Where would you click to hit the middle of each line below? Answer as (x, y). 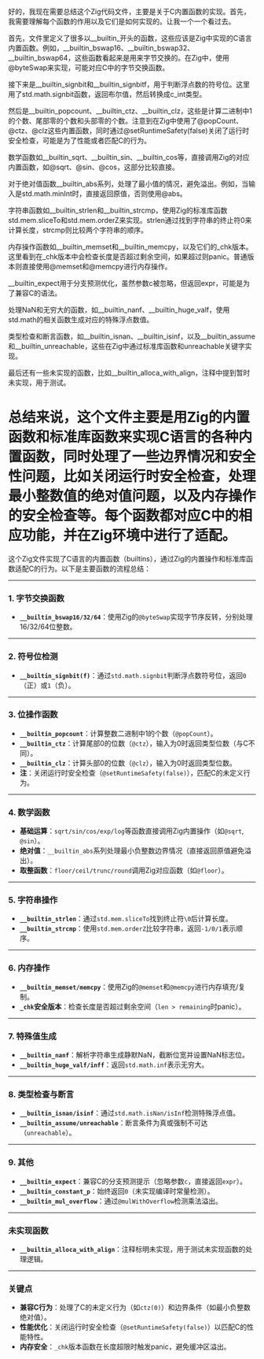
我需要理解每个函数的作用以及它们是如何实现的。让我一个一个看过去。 (122, 21)
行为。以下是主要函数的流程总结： (96, 568)
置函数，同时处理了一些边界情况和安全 (132, 457)
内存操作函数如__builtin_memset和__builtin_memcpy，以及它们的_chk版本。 (130, 247)
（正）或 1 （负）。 (47, 685)
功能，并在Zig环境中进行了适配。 (129, 536)
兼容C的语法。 (38, 293)
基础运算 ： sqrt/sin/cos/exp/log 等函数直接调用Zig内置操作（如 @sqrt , (132, 831)
